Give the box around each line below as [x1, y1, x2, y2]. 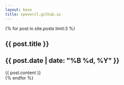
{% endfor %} [5, 75, 34, 81]
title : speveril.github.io [5, 12, 61, 17]
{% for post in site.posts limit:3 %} [5, 25, 75, 31]
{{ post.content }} [5, 70, 41, 76]
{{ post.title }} [5, 40, 50, 48]
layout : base [5, 7, 32, 12]
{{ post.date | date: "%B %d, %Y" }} [5, 56, 120, 65]
